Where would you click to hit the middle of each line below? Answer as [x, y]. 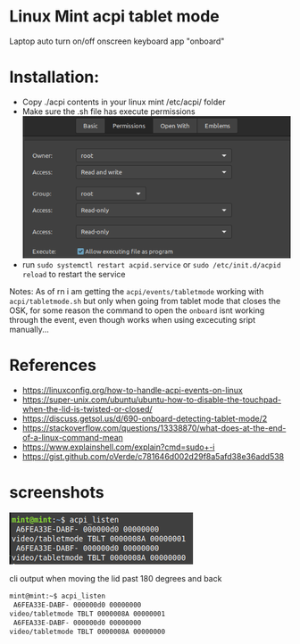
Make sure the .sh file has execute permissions [108, 111]
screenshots [57, 492]
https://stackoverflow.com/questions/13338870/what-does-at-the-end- [154, 428]
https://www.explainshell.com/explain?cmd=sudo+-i [118, 447]
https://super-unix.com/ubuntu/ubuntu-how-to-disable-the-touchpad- [151, 400]
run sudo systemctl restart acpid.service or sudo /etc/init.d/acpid [151, 264]
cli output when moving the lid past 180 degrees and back [116, 578]
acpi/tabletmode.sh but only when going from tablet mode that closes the [145, 301]
